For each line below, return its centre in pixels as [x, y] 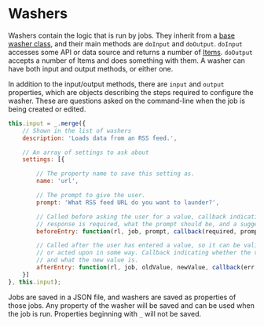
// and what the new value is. [88, 260]
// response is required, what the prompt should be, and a [137, 224]
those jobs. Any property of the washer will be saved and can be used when [132, 305]
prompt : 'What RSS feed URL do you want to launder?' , [128, 202]
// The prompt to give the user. [91, 196]
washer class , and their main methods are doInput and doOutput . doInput [126, 43]
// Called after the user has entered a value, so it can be [139, 245]
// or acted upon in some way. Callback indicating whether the [144, 253]
